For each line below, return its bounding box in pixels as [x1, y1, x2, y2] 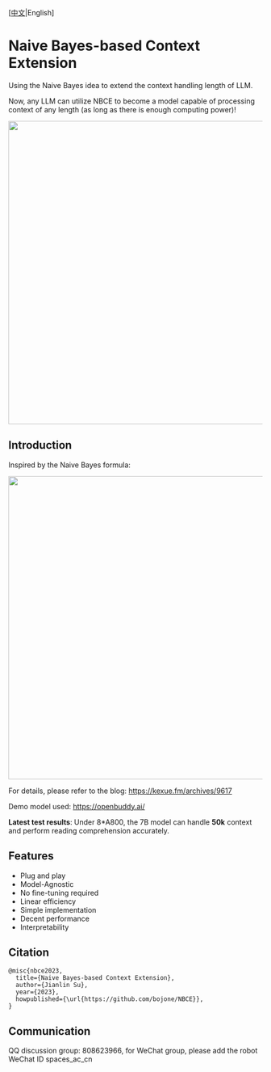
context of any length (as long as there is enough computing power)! [8, 104, 236, 114]
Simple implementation [19, 905, 97, 914]
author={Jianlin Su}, [15, 981, 89, 990]
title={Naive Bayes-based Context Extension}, [15, 974, 175, 982]
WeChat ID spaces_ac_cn [8, 1054, 93, 1064]
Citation [8, 945, 50, 959]
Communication [8, 1024, 91, 1038]
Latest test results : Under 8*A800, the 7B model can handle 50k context [8, 817, 252, 827]
